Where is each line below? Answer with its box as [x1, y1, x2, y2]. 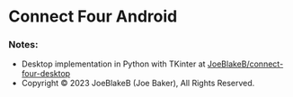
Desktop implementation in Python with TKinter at [21, 58, 206, 69]
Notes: [8, 39, 39, 51]
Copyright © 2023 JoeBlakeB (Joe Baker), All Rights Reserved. [21, 78, 255, 89]
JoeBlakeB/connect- [207, 58, 284, 69]
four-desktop [21, 68, 71, 79]
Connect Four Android [8, 6, 178, 27]
